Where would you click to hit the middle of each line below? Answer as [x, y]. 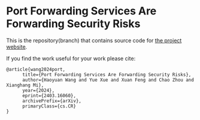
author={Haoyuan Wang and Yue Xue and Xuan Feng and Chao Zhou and [108, 80]
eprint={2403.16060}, [49, 95]
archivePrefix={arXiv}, [52, 101]
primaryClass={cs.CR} [49, 106]
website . [17, 47]
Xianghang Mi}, [25, 85]
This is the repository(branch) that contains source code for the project [94, 40]
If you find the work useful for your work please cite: [71, 58]
